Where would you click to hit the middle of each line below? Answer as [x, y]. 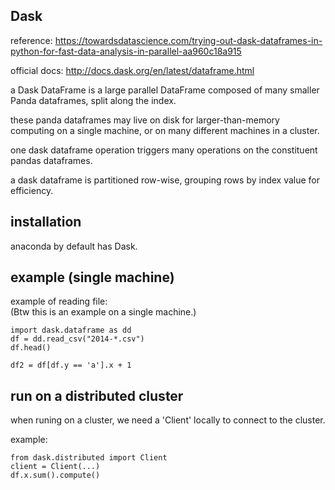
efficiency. [32, 190]
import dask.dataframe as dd [71, 330]
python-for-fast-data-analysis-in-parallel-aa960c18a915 [126, 51]
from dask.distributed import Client [89, 458]
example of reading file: [59, 301]
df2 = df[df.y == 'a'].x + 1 [71, 365]
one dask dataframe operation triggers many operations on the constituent [164, 150]
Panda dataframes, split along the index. [93, 100]
